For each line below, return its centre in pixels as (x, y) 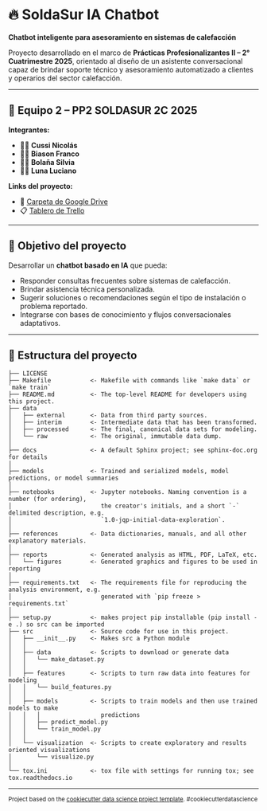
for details (28, 457)
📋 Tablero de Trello (52, 210)
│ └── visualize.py (51, 757)
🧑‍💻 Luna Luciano (48, 170)
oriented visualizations (49, 750)
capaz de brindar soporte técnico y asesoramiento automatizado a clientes (131, 69)
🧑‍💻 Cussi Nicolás (48, 145)
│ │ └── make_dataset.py (56, 660)
